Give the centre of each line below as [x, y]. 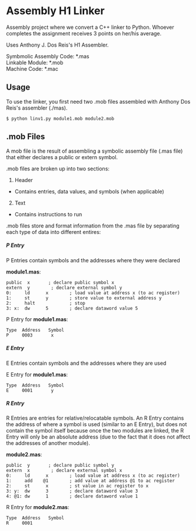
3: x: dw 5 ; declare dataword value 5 [72, 308]
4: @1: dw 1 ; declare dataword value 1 [72, 496]
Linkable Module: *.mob [35, 62]
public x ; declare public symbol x [60, 282]
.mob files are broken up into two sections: [58, 169]
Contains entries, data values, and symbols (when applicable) [89, 191]
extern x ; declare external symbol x [64, 471]
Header [24, 180]
